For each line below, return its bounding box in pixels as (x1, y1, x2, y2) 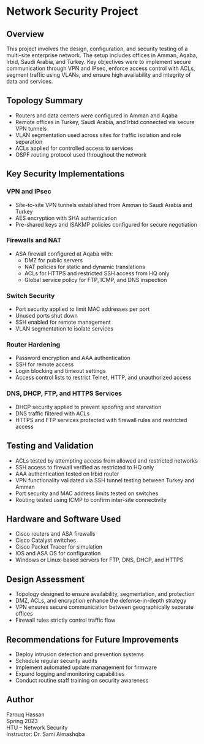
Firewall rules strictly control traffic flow (15, 616, 116, 624)
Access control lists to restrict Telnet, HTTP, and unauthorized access (15, 374, 192, 382)
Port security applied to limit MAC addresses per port (15, 305, 150, 313)
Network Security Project (6, 4, 138, 18)
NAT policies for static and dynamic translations (24, 263, 145, 270)
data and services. (6, 78, 53, 85)
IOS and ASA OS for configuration (15, 550, 101, 557)
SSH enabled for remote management (15, 318, 111, 326)
